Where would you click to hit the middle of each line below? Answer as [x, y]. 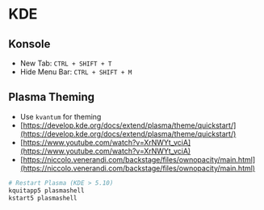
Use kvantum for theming [61, 116]
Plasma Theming [52, 97]
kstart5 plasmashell [43, 198]
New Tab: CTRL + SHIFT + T [66, 63]
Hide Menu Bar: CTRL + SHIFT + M [76, 72]
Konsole [29, 44]
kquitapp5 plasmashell [46, 191]
